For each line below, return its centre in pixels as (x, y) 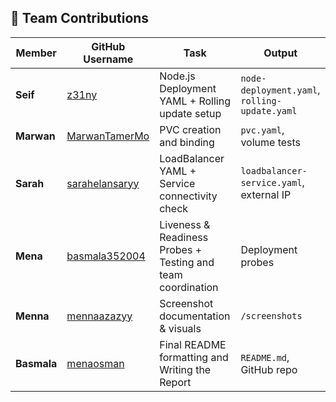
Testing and (187, 262)
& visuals (180, 328)
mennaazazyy (99, 316)
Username (108, 59)
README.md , (265, 357)
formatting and (194, 357)
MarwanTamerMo (108, 136)
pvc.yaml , (262, 129)
